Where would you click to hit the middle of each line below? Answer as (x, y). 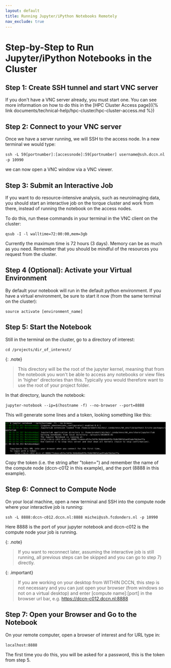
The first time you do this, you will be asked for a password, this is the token (85, 654)
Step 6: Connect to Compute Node (61, 489)
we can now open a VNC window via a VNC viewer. (59, 169)
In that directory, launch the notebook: (45, 395)
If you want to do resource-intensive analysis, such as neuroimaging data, (83, 198)
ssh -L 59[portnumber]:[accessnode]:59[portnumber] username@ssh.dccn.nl (85, 155)
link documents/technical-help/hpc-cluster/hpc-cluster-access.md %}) (80, 111)
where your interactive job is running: (44, 507)
